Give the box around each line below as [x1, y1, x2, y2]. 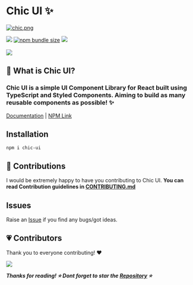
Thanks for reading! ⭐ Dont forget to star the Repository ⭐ [6, 272, 153, 279]
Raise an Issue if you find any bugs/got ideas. [6, 216, 118, 223]
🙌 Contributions [6, 161, 66, 171]
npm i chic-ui [6, 145, 42, 151]
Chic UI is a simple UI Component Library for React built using [6, 84, 187, 92]
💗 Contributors [6, 233, 62, 243]
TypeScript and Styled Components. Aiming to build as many [6, 91, 186, 99]
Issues [6, 200, 31, 210]
